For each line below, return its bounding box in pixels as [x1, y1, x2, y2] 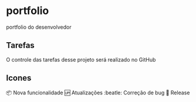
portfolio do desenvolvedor [6, 23, 72, 30]
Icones [6, 73, 32, 83]
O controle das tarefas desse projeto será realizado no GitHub [6, 56, 156, 63]
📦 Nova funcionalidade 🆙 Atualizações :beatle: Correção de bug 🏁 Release [6, 89, 190, 96]
